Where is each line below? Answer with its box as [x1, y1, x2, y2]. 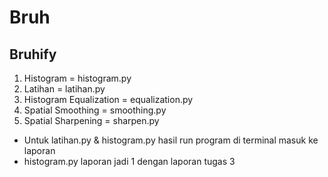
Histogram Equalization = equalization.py [23, 94, 194, 105]
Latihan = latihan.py [23, 83, 106, 95]
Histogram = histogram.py [23, 72, 132, 84]
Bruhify [9, 46, 57, 63]
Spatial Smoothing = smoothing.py [23, 104, 167, 116]
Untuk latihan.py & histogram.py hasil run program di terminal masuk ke [23, 134, 319, 146]
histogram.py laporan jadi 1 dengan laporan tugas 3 [23, 156, 236, 167]
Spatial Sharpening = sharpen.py [23, 115, 160, 126]
